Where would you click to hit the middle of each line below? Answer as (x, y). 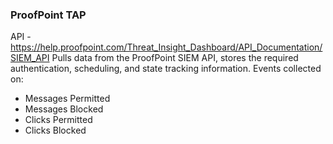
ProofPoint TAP (48, 15)
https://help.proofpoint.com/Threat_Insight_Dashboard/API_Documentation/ (166, 47)
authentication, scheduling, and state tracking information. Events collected (166, 69)
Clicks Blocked (55, 130)
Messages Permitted (67, 99)
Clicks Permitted (58, 120)
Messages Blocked (64, 109)
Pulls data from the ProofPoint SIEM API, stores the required (175, 58)
